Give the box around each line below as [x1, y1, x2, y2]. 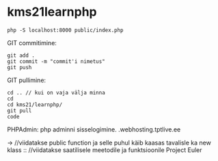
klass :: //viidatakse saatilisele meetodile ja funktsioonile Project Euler [7, 145, 203, 154]
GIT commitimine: [7, 38, 57, 47]
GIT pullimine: [7, 76, 46, 84]
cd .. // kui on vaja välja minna [7, 89, 106, 96]
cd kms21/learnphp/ [7, 101, 63, 108]
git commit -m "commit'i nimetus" [7, 58, 106, 65]
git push [7, 64, 32, 71]
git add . [7, 52, 36, 59]
